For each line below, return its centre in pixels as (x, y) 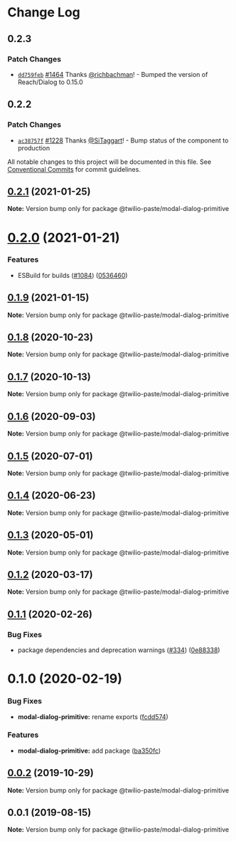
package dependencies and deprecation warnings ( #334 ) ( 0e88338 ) (119, 650)
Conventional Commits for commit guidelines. (74, 169)
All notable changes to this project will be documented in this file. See (109, 162)
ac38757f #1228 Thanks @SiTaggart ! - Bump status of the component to (123, 140)
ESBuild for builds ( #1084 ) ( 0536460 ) (73, 275)
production (34, 148)
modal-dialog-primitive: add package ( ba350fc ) (89, 750)
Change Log (44, 12)
